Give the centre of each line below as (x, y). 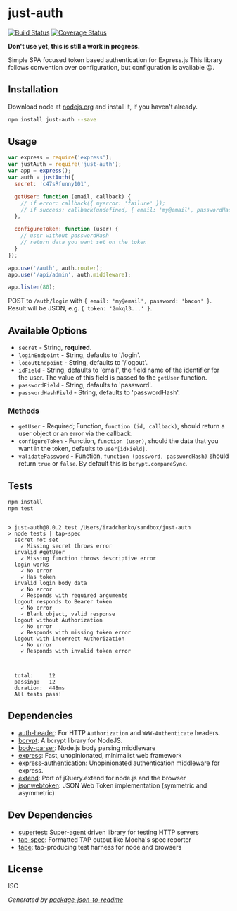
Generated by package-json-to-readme (66, 900)
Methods (24, 411)
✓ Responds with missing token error (76, 632)
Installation (33, 90)
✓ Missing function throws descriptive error (89, 558)
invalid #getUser (40, 552)
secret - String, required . (55, 348)
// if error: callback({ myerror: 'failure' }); (93, 203)
